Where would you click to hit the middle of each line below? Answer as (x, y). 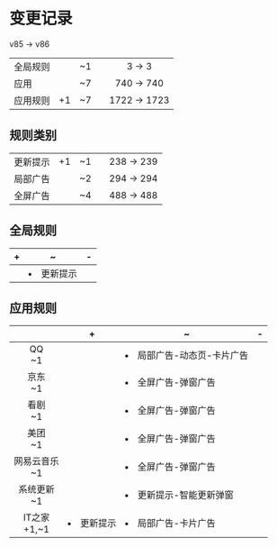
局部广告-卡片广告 (177, 524)
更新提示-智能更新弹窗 (186, 495)
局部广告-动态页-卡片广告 (193, 355)
